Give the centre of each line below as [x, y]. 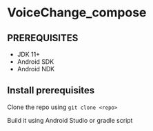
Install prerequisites [51, 91]
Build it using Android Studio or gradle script [70, 120]
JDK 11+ [28, 54]
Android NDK [36, 69]
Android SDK [35, 62]
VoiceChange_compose [77, 13]
